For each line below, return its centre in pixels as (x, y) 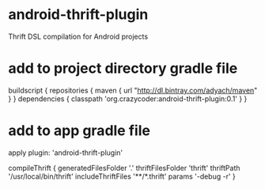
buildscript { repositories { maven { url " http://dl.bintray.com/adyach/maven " (133, 90)
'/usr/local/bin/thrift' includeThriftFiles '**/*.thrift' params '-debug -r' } (122, 176)
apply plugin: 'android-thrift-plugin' (66, 153)
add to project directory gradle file (123, 68)
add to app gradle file (79, 131)
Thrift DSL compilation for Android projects (78, 36)
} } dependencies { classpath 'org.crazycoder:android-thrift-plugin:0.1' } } (128, 98)
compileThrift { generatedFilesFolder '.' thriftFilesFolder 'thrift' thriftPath (124, 168)
